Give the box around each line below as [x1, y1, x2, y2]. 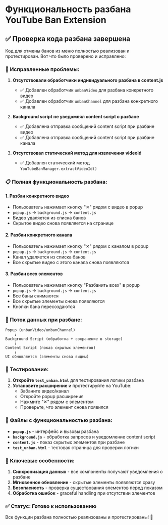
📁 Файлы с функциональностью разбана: [5, 417, 113, 424]
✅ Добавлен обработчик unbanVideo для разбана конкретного [20, 87, 154, 93]
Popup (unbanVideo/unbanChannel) [5, 328, 76, 333]
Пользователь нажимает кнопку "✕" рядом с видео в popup [12, 204, 143, 210]
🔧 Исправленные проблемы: [5, 66, 80, 73]
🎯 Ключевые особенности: [5, 457, 75, 464]
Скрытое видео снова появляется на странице [12, 220, 114, 226]
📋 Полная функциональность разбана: [5, 179, 107, 186]
